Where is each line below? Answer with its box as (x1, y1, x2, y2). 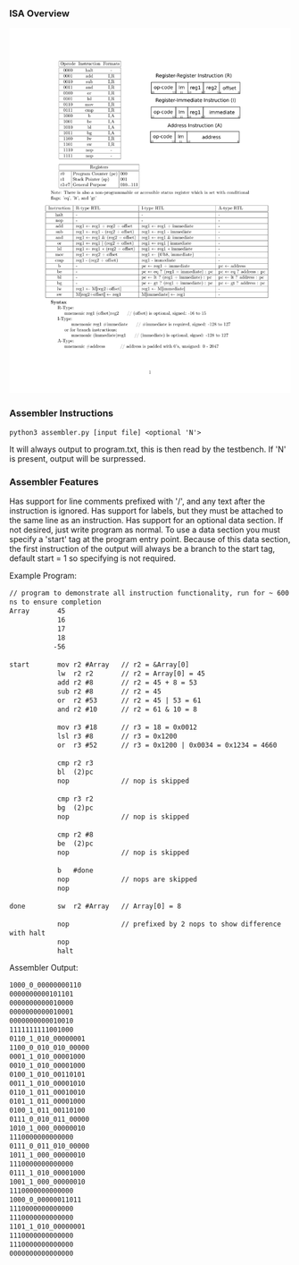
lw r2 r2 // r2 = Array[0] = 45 (56, 669, 205, 678)
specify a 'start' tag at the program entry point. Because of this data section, (9, 534, 291, 545)
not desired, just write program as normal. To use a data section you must (9, 524, 281, 535)
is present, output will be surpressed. (9, 454, 146, 464)
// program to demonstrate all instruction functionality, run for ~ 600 (9, 589, 290, 598)
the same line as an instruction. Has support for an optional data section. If (9, 515, 284, 526)
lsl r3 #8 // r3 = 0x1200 (56, 732, 178, 741)
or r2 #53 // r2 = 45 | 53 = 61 (56, 696, 202, 705)
